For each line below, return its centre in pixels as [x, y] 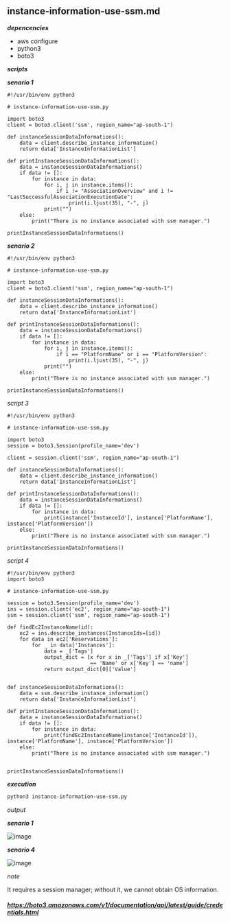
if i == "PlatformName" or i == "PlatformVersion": [131, 354]
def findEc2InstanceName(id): [50, 627]
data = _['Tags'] [69, 651]
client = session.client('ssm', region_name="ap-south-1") [93, 458]
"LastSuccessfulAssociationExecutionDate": [70, 197]
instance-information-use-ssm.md [84, 11]
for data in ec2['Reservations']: [69, 639]
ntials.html [23, 913]
